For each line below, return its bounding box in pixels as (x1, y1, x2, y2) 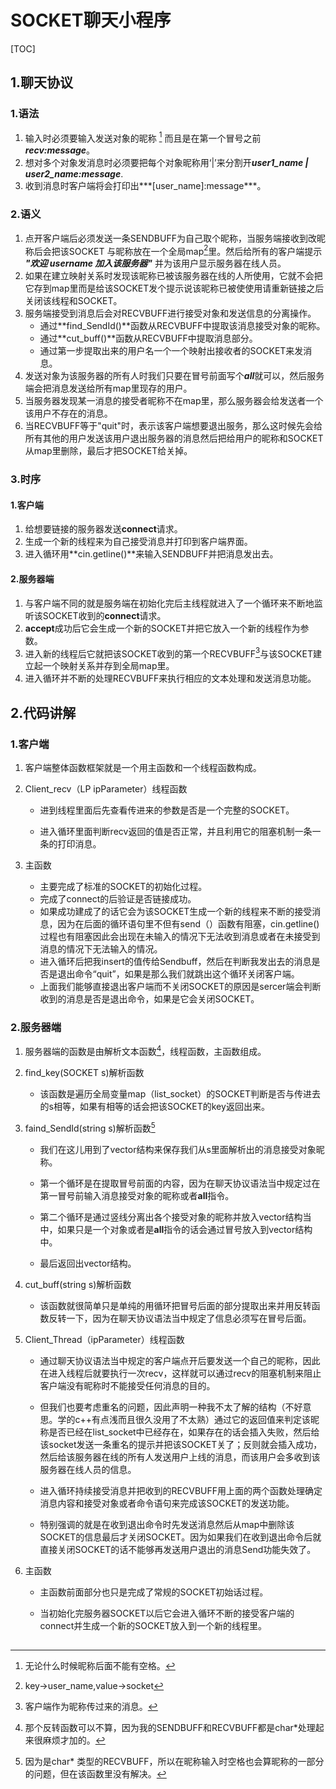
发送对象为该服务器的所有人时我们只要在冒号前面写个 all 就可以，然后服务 (24, 370, 325, 382)
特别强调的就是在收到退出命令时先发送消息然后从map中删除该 (39, 1518, 295, 1530)
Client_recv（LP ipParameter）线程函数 (24, 782, 188, 795)
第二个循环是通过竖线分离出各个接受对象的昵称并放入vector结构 (39, 1211, 303, 1223)
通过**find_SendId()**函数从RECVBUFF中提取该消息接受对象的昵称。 (39, 320, 326, 332)
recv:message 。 (24, 144, 96, 156)
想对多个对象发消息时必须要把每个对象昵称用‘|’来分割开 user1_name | (24, 157, 309, 169)
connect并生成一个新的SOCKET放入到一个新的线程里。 (39, 1619, 268, 1631)
